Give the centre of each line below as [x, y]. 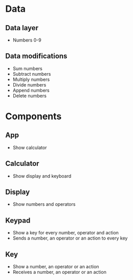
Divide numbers [29, 84]
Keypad [18, 220]
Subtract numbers [32, 74]
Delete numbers [30, 96]
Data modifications [36, 56]
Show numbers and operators [44, 204]
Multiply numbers [31, 79]
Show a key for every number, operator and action [66, 233]
